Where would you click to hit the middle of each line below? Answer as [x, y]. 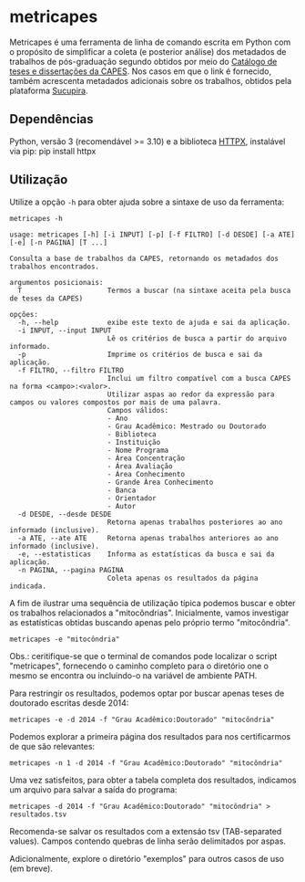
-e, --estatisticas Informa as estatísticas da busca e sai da [146, 554]
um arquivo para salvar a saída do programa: [93, 789]
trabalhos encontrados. [55, 267]
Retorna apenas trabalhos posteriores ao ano [195, 522]
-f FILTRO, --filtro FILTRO [71, 370]
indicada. [28, 586]
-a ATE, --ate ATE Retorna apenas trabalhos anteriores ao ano [148, 538]
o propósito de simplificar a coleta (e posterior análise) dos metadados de [148, 51]
